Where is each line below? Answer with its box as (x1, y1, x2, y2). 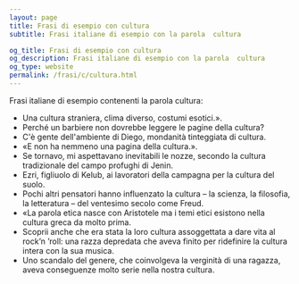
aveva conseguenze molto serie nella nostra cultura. (21, 264, 215, 275)
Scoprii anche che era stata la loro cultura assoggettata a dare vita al (21, 226, 276, 237)
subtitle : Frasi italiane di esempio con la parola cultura (9, 29, 242, 38)
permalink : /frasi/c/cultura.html (9, 71, 138, 80)
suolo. (21, 179, 46, 189)
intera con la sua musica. (21, 245, 114, 255)
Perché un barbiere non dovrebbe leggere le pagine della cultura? (21, 121, 265, 132)
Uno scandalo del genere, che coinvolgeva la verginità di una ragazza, (21, 255, 281, 265)
